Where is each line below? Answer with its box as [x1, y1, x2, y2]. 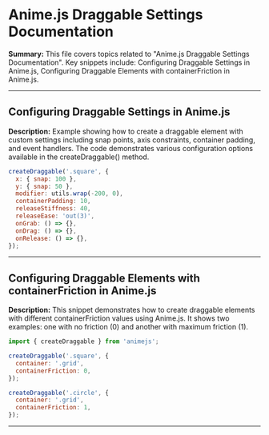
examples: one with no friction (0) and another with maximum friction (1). [8, 322, 249, 332]
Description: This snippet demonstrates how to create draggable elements [8, 305, 255, 315]
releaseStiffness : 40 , [15, 205, 91, 213]
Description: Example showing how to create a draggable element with [8, 126, 244, 136]
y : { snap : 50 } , [15, 182, 74, 190]
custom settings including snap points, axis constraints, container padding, [8, 134, 256, 145]
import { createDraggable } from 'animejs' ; [8, 337, 159, 345]
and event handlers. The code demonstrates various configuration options [8, 143, 254, 153]
